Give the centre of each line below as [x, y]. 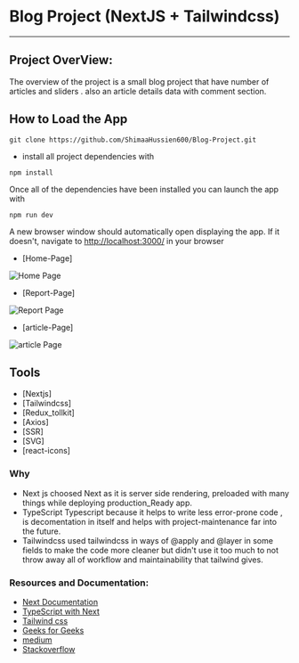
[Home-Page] [47, 258]
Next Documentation [60, 602]
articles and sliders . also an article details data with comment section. [138, 91]
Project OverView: [61, 60]
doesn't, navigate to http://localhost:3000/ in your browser [117, 241]
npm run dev [31, 215]
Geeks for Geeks [53, 630]
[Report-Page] [48, 292]
